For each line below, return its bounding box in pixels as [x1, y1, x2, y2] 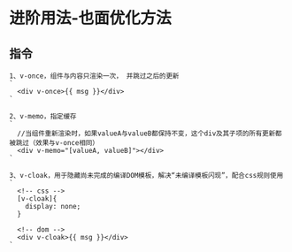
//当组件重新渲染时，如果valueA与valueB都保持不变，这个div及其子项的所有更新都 [17, 129, 282, 138]
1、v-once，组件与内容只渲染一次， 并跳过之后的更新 [9, 72, 180, 80]
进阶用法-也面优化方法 [9, 8, 173, 28]
